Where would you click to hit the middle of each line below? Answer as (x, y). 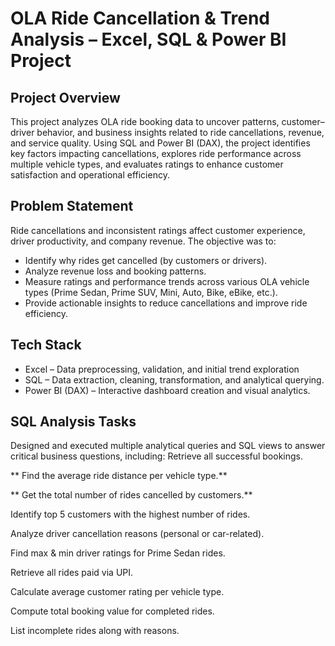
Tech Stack (46, 345)
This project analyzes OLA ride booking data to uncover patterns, (145, 121)
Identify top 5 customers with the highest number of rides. (130, 514)
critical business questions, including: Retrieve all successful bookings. (157, 456)
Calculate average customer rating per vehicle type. (117, 592)
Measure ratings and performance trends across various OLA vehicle (167, 281)
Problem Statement (72, 206)
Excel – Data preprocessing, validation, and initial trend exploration (162, 369)
